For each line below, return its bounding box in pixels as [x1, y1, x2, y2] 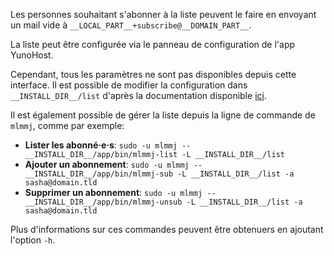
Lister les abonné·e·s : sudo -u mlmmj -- [24, 139, 192, 151]
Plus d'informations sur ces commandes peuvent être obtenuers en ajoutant [10, 224, 324, 235]
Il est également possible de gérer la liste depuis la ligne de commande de [10, 109, 316, 121]
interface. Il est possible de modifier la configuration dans [10, 79, 248, 91]
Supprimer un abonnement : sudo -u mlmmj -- [24, 187, 217, 198]
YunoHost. [10, 49, 54, 61]
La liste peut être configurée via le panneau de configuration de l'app [10, 39, 296, 50]
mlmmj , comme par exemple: [10, 120, 125, 131]
